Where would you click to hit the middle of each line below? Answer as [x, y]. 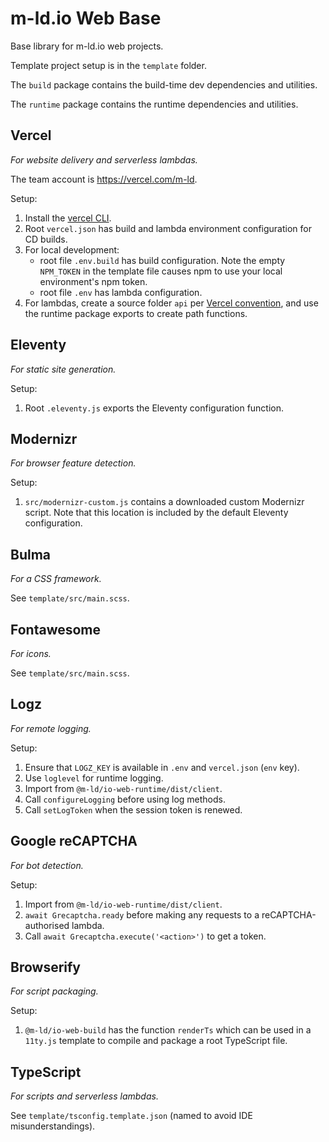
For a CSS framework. [56, 579]
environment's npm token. [93, 281]
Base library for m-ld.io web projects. [87, 46]
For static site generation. [63, 369]
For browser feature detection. [73, 463]
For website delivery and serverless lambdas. [104, 159]
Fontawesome [56, 629]
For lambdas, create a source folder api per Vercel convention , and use [171, 303]
